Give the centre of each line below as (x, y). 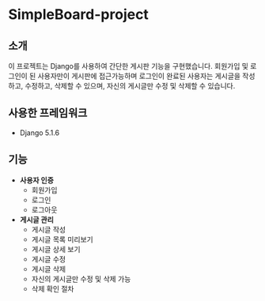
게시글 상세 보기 (56, 249)
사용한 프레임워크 (48, 113)
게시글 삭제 (48, 269)
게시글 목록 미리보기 (62, 239)
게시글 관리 (36, 220)
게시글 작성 (48, 229)
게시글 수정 (48, 259)
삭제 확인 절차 (53, 288)
